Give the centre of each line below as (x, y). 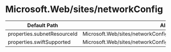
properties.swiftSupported (39, 42)
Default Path (43, 25)
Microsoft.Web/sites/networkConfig (84, 9)
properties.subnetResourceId (43, 34)
